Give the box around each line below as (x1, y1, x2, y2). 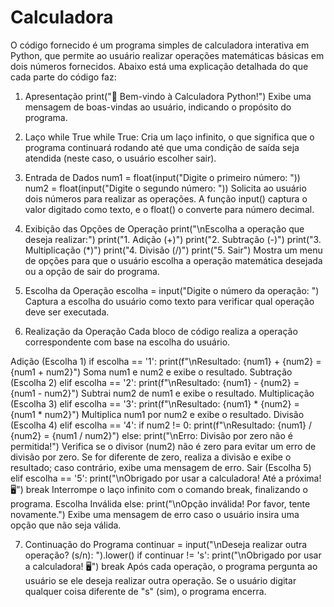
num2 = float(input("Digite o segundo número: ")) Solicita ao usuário (24, 182, 307, 194)
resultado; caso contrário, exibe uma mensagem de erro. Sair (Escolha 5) (10, 461, 312, 473)
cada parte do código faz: (10, 71, 117, 83)
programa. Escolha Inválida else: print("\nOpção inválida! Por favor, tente (10, 497, 311, 510)
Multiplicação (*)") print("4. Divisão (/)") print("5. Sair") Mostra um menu (24, 244, 323, 256)
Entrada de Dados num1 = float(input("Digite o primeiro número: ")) (24, 171, 301, 183)
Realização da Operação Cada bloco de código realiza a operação (24, 325, 298, 337)
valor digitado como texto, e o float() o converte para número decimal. (24, 203, 315, 215)
